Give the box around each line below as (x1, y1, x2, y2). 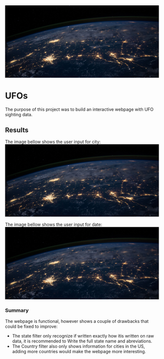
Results (5, 126, 29, 134)
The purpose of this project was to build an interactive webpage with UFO (5, 106, 154, 112)
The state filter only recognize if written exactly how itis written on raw (12, 333, 154, 338)
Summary (5, 307, 29, 314)
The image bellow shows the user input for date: (5, 222, 102, 228)
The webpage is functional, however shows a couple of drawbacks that (5, 318, 149, 324)
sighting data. (5, 112, 33, 118)
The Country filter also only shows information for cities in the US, (12, 343, 145, 349)
